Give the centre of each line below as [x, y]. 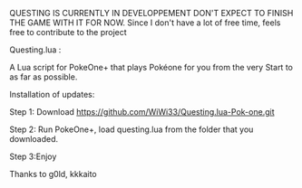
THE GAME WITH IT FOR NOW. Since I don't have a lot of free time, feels [145, 23]
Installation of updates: [52, 94]
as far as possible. [44, 77]
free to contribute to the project [68, 32]
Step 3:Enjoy [33, 156]
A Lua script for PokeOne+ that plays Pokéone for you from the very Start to [151, 67]
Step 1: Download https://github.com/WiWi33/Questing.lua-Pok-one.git [142, 112]
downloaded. [34, 139]
